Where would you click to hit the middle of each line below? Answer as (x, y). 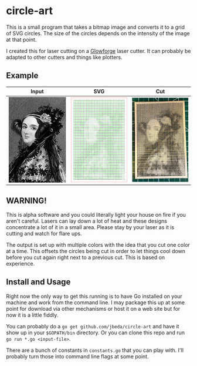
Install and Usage (38, 282)
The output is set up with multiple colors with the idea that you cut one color (98, 245)
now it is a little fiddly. (32, 315)
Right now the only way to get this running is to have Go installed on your (94, 296)
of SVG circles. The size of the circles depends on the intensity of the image (98, 33)
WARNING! (26, 201)
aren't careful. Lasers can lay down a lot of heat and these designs (86, 221)
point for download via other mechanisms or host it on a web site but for (93, 308)
